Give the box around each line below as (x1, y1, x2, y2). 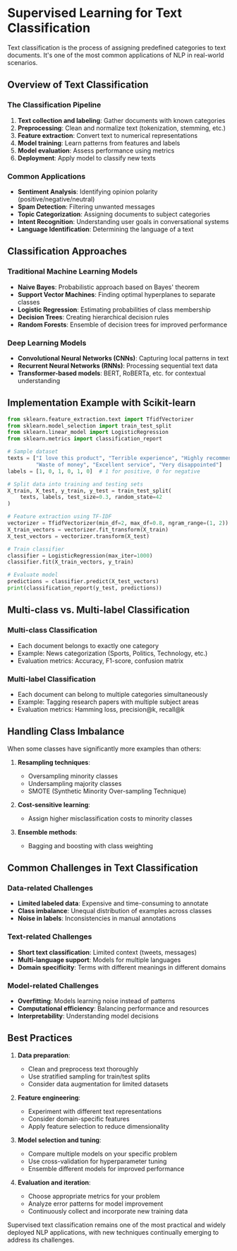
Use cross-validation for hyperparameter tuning (28, 1157, 167, 1165)
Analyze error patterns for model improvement (28, 1199, 164, 1208)
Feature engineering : (17, 1093, 81, 1102)
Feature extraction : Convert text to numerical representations (17, 131, 198, 139)
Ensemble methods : (17, 828, 78, 836)
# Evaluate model (7, 571, 59, 579)
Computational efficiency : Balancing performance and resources (17, 1004, 209, 1013)
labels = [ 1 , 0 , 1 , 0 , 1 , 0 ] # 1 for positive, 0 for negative (7, 468, 200, 475)
